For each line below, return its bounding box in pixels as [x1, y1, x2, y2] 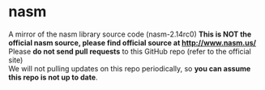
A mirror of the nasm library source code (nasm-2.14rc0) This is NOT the [8, 29, 252, 39]
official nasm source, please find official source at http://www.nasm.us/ [8, 37, 257, 47]
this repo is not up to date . [8, 72, 99, 82]
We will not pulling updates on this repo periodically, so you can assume [8, 63, 251, 73]
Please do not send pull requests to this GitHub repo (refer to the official [8, 46, 251, 56]
